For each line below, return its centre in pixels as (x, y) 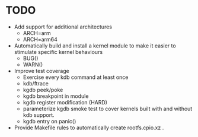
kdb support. (39, 115)
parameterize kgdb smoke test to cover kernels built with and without (108, 109)
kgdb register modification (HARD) (65, 102)
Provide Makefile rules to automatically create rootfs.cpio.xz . (89, 128)
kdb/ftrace (36, 83)
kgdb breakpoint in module (56, 96)
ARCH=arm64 (40, 39)
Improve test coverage (41, 71)
